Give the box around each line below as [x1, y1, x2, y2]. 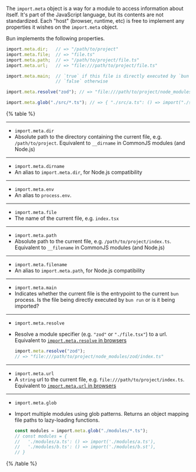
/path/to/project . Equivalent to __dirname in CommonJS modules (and [14, 140, 185, 146]
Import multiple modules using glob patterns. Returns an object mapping [14, 410, 189, 417]
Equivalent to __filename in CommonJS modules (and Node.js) [14, 244, 165, 251]
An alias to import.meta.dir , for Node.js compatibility [14, 169, 143, 175]
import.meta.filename [14, 262, 67, 268]
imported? [14, 302, 40, 309]
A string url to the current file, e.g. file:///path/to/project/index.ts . [14, 375, 185, 383]
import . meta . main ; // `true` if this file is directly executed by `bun [6, 73, 190, 79]
